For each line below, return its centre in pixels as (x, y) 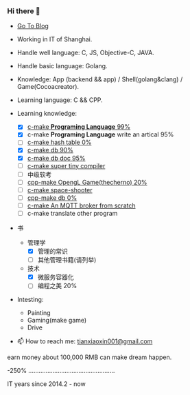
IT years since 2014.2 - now (46, 384)
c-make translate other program (72, 213)
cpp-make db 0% (52, 197)
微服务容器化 (56, 277)
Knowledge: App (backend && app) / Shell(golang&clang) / (100, 79)
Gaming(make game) (57, 321)
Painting (39, 313)
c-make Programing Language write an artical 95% (100, 134)
